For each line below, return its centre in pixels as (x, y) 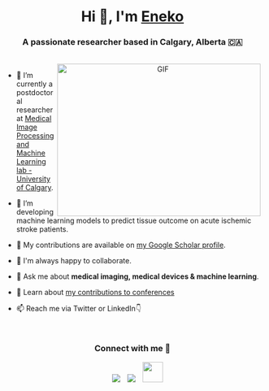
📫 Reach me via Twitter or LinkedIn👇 (79, 309)
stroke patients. (42, 229)
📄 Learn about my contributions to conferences (95, 293)
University (33, 179)
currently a (34, 84)
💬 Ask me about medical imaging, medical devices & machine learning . (137, 276)
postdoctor (35, 93)
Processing (35, 136)
